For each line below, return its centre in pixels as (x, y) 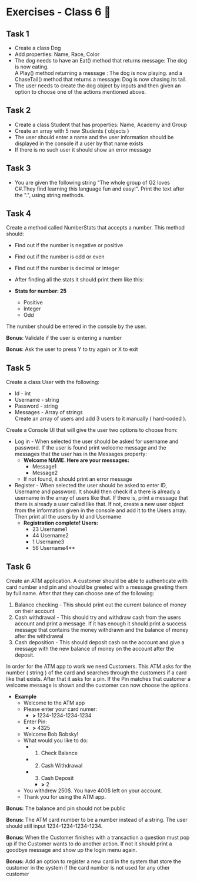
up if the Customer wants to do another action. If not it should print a (89, 844)
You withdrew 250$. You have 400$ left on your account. (93, 791)
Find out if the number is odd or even (59, 257)
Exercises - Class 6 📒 (59, 12)
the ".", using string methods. (50, 195)
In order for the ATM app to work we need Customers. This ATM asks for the (99, 667)
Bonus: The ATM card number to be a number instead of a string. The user (97, 820)
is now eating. (31, 67)
